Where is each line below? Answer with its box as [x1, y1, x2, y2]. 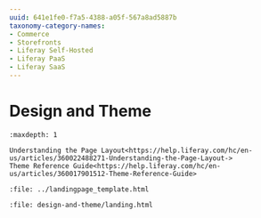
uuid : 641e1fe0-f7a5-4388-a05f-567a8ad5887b [9, 12, 177, 22]
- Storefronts [9, 37, 62, 47]
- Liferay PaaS [9, 54, 66, 63]
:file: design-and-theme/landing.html [9, 200, 153, 209]
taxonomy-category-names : [9, 21, 105, 30]
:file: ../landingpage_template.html [9, 184, 150, 194]
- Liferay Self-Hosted [9, 46, 94, 55]
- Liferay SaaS [9, 63, 66, 72]
